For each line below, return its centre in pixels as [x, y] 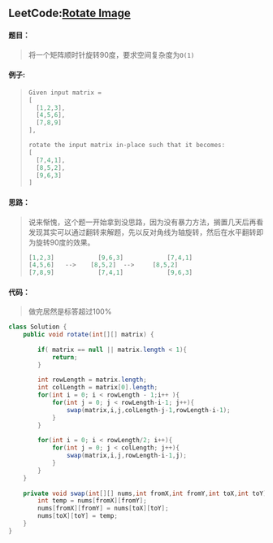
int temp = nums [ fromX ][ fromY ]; [93, 501]
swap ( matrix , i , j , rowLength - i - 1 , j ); [126, 456]
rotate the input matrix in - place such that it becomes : [127, 146]
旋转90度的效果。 [65, 242]
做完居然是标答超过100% [70, 311]
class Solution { [38, 327]
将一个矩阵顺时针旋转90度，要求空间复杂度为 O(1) [111, 54]
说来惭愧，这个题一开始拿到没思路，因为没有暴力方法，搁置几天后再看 [146, 222]
